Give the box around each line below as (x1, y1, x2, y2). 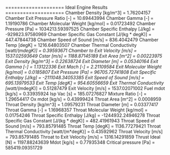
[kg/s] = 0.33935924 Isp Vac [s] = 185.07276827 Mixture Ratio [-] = (5, 91, 147, 97)
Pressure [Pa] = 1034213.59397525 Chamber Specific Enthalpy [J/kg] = (5, 26, 155, 32)
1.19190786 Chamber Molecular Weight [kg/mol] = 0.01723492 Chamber (5, 20, 156, 26)
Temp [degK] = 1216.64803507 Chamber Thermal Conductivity (5, 42, 137, 48)
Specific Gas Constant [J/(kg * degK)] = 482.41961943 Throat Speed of (5, 118, 155, 123)
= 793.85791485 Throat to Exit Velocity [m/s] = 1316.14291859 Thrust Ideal (5, 134, 161, 140)
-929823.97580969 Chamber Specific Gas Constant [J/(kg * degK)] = (5, 32, 152, 37)
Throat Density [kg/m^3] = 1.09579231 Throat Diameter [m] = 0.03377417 (5, 102, 159, 107)
